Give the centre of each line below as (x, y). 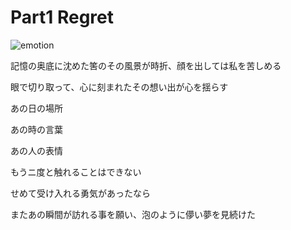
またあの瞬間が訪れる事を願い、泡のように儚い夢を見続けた (133, 214)
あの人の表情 (36, 150)
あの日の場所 (36, 108)
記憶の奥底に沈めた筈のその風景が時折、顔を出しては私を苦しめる (146, 65)
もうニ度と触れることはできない (76, 172)
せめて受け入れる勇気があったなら (80, 193)
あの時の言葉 (36, 129)
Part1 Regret (62, 17)
